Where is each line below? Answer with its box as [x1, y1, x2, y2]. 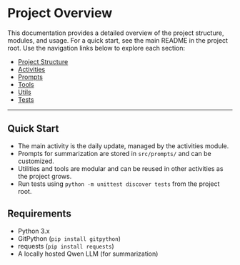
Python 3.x [17, 227, 50, 235]
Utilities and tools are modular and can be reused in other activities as [17, 164, 224, 172]
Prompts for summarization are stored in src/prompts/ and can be [17, 149, 212, 157]
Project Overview [7, 5, 113, 21]
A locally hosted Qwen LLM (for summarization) [17, 249, 159, 258]
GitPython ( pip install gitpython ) [17, 234, 121, 243]
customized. [17, 157, 55, 165]
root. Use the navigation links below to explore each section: [7, 43, 186, 52]
